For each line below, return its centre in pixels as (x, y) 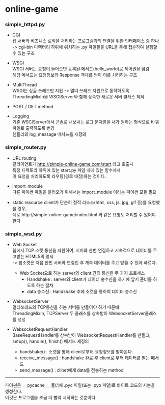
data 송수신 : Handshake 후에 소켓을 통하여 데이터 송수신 (82, 291)
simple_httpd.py (25, 25)
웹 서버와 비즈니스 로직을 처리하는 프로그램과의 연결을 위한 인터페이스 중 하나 (86, 41)
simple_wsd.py (24, 233)
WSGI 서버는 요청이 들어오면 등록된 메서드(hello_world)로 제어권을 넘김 (81, 69)
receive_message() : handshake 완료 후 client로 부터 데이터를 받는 (84, 358)
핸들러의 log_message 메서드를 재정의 (49, 134)
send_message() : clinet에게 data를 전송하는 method (71, 370)
